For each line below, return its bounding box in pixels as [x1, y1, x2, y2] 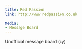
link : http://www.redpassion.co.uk [5, 12, 78, 17]
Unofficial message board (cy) [5, 39, 66, 45]
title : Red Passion [5, 7, 45, 12]
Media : [5, 21, 19, 25]
